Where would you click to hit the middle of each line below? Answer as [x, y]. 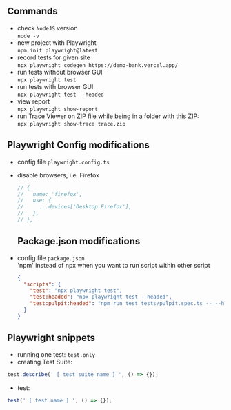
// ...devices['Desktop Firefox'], [74, 207]
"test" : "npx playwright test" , [76, 291]
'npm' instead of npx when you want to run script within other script [113, 265]
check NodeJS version [47, 28]
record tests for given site [54, 57]
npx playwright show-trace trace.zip [71, 124]
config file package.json [51, 257]
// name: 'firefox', [50, 194]
